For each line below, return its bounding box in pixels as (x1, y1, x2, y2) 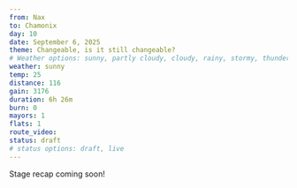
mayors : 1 (9, 111, 46, 120)
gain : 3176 (9, 86, 49, 95)
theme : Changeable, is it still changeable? (9, 46, 176, 55)
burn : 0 (9, 103, 38, 112)
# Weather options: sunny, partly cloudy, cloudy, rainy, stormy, (9, 54, 259, 63)
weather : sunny (9, 63, 65, 71)
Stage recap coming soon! (9, 169, 106, 179)
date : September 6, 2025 (9, 37, 101, 47)
